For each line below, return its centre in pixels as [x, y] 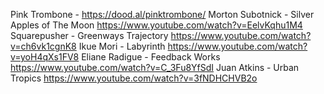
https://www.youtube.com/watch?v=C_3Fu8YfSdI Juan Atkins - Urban [155, 67]
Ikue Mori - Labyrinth [122, 46]
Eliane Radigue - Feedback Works [151, 57]
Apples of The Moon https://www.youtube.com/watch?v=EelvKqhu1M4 [156, 25]
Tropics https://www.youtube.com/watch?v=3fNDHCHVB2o [134, 78]
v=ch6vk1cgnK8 [43, 46]
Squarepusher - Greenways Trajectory [89, 35]
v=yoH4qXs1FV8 [45, 57]
